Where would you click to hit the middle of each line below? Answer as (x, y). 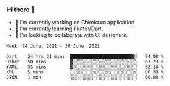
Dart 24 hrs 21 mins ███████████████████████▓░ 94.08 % (85, 57)
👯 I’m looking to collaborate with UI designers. (71, 35)
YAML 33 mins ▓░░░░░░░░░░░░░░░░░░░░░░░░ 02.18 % (85, 67)
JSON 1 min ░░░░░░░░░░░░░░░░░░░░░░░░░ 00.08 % (85, 78)
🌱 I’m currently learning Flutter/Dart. (59, 29)
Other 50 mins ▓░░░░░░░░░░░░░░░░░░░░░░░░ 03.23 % (85, 62)
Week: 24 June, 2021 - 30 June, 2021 (53, 46)
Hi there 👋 (21, 10)
